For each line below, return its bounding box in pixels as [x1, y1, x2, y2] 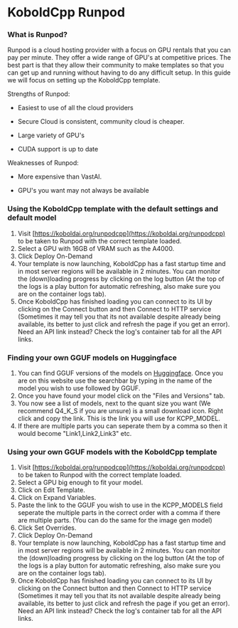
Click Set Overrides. [17, 523, 77, 532]
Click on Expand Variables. [17, 494, 97, 502]
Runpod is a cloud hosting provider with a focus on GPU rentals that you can [7, 46, 231, 54]
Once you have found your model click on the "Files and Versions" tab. [17, 392, 225, 400]
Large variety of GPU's [17, 131, 85, 139]
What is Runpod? [7, 30, 67, 40]
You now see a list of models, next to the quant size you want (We [17, 399, 211, 408]
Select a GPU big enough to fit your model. [17, 478, 144, 487]
